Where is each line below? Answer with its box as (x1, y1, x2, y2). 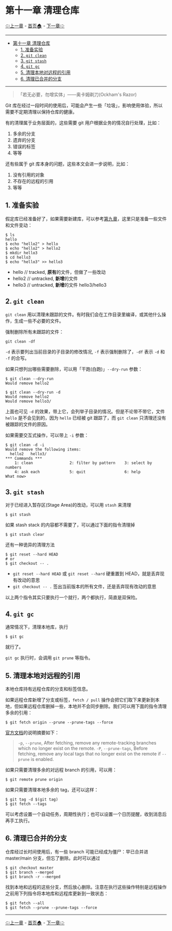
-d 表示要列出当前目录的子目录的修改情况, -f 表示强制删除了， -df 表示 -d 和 (5, 348, 165, 355)
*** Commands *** (5, 456, 42, 461)
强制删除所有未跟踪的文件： (5, 328, 64, 334)
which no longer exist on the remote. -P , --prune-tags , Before (17, 746, 148, 751)
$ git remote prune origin (5, 777, 63, 782)
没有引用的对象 (12, 172, 45, 178)
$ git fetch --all (5, 900, 45, 906)
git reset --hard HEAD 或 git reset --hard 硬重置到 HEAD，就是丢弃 (12, 571, 160, 577)
